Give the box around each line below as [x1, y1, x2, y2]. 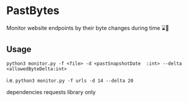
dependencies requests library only [6, 88, 96, 95]
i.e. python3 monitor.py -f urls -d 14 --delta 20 [6, 76, 133, 84]
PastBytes [6, 4, 60, 18]
